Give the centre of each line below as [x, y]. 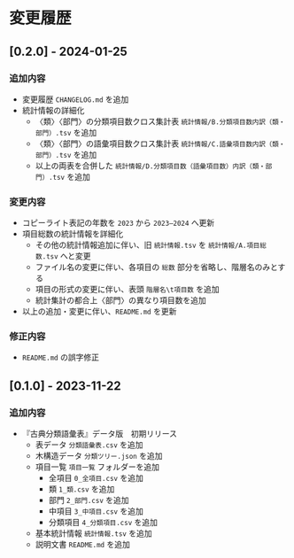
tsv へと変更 [68, 256]
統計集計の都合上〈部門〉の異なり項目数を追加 [120, 300]
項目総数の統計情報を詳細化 [73, 234]
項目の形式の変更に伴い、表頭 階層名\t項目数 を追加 [127, 290]
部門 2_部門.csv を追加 [89, 500]
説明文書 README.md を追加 [82, 545]
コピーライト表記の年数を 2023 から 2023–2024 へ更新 [118, 223]
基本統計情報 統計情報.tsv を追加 [93, 533]
